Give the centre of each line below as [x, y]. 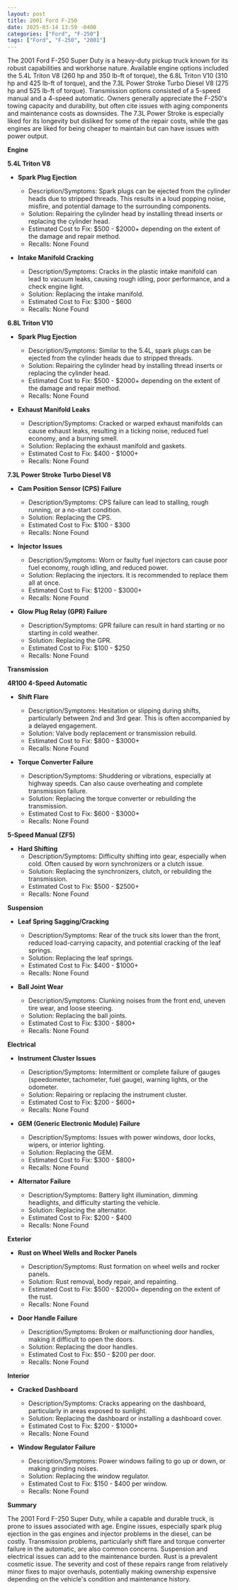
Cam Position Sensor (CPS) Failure [69, 489]
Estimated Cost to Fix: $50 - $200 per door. [92, 1355]
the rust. [40, 1297]
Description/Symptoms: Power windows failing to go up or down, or [127, 1461]
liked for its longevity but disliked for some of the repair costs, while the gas [118, 121]
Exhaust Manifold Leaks [54, 410]
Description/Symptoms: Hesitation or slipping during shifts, [114, 710]
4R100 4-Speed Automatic [47, 683]
